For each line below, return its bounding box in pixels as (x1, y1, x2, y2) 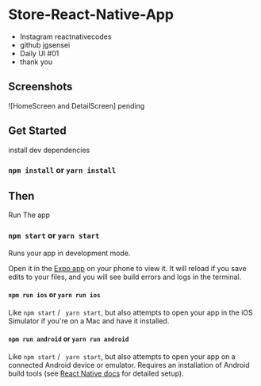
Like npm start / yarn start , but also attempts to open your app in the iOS (8, 308, 254, 317)
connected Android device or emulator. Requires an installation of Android (8, 361, 250, 369)
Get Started (8, 124, 67, 138)
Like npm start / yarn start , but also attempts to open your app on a (8, 352, 236, 361)
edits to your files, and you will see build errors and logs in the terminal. (8, 272, 242, 281)
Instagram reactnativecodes (19, 32, 112, 41)
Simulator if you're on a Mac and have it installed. (8, 315, 170, 326)
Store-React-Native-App (8, 6, 175, 24)
